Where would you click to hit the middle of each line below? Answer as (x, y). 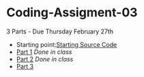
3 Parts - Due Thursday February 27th (60, 31)
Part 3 (25, 66)
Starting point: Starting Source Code (67, 44)
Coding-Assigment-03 (72, 13)
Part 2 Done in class (45, 59)
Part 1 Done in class (44, 52)
